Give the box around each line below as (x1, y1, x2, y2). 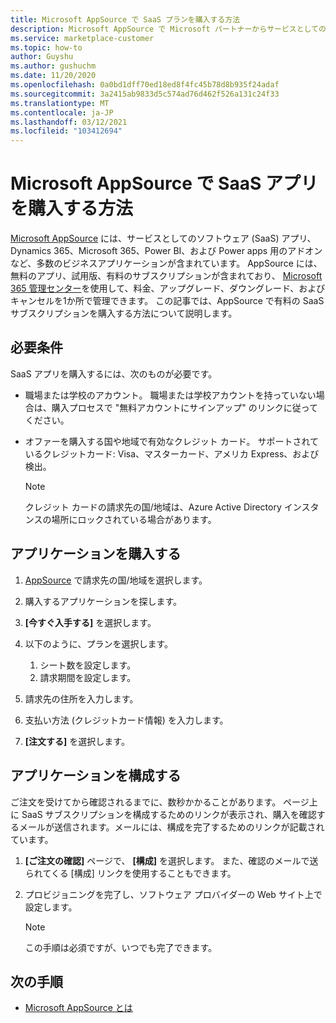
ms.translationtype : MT (10, 98, 110, 108)
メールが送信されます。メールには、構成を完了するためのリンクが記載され (18, 821, 325, 833)
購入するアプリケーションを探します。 (24, 595, 183, 607)
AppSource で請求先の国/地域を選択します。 (24, 574, 208, 586)
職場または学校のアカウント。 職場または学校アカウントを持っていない (24, 389, 317, 401)
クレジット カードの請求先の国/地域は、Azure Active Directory (24, 501, 282, 513)
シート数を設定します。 (39, 659, 137, 671)
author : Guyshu (10, 52, 74, 62)
